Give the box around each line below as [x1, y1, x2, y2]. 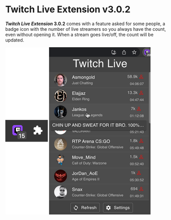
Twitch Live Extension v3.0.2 [5, 4, 131, 15]
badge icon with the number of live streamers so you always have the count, [5, 26, 166, 32]
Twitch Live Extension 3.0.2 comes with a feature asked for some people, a [5, 21, 165, 27]
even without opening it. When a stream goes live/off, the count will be [5, 31, 154, 37]
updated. [5, 37, 25, 43]
